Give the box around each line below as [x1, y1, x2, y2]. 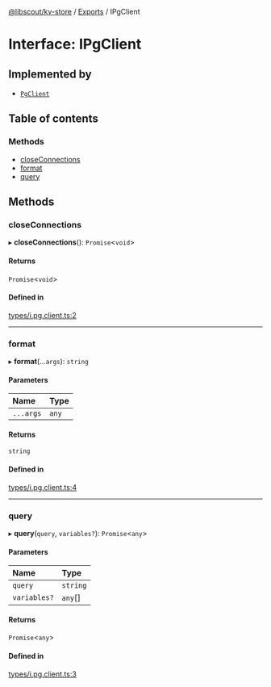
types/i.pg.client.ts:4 [8, 482, 77, 492]
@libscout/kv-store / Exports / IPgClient [8, 7, 140, 16]
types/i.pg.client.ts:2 [8, 310, 77, 320]
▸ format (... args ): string [8, 357, 89, 367]
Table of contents [8, 112, 98, 126]
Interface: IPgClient [8, 36, 142, 53]
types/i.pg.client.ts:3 [8, 669, 77, 679]
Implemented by [8, 67, 92, 81]
